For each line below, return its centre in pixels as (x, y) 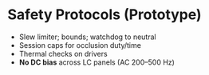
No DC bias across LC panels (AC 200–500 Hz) (97, 62)
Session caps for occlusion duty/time (80, 45)
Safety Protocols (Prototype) (104, 15)
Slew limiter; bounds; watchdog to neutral (87, 37)
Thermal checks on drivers (63, 53)
